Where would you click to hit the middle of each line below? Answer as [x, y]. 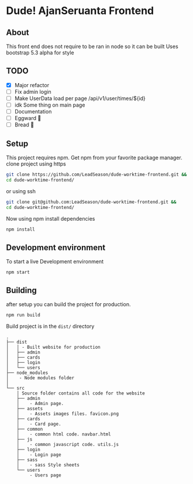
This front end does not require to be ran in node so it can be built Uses [92, 46]
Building [21, 290]
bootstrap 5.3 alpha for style [40, 53]
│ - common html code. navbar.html [64, 434]
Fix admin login [33, 91]
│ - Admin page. [40, 403]
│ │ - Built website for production [53, 347]
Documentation [33, 112]
